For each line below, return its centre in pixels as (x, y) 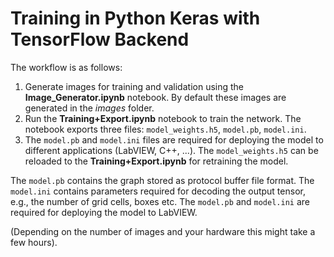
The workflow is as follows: (66, 67)
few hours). (34, 242)
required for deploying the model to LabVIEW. (104, 212)
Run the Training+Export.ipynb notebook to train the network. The (163, 118)
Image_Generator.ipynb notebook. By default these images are (155, 97)
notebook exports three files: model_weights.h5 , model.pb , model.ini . (165, 129)
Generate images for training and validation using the (134, 86)
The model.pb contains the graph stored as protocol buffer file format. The (162, 180)
